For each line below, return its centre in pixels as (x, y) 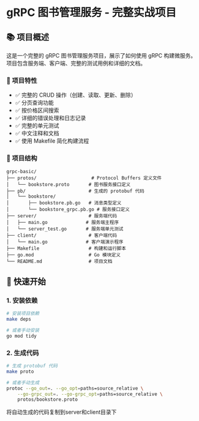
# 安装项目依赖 (23, 314)
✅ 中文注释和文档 (37, 133)
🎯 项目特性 (22, 80)
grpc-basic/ (21, 171)
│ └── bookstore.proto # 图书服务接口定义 (69, 184)
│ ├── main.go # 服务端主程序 (63, 222)
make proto (20, 371)
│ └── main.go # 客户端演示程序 (65, 242)
